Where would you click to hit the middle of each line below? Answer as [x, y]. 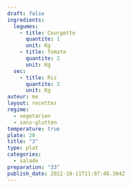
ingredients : [26, 20]
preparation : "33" [34, 167]
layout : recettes [32, 103]
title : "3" [23, 142]
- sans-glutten [35, 122]
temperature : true [34, 129]
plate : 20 [21, 135]
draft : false [26, 13]
